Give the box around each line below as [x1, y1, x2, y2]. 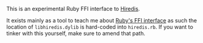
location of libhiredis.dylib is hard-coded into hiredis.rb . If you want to [6, 24, 193, 30]
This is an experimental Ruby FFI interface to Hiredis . [6, 5, 140, 12]
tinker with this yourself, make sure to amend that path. [6, 30, 145, 37]
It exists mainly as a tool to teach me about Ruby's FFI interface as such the [6, 17, 197, 24]
